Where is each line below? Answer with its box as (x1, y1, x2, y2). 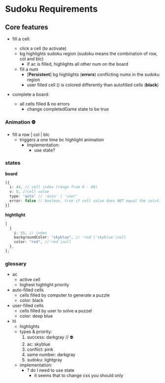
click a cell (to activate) (19, 46, 67, 51)
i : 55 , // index (14, 230, 48, 235)
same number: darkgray (27, 352, 76, 357)
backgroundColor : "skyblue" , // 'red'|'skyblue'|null (14, 235, 126, 240)
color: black (19, 298, 44, 304)
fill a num (19, 66, 38, 72)
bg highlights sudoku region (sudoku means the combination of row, (19, 51, 158, 56)
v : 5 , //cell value (9, 189, 50, 194)
